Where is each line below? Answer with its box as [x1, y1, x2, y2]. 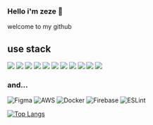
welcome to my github [7, 23, 72, 31]
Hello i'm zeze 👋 [7, 6, 63, 16]
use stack [7, 42, 51, 55]
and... [7, 81, 28, 90]
